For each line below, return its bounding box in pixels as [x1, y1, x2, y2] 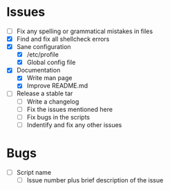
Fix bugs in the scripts [26, 113, 91, 121]
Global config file [26, 58, 76, 66]
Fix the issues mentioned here [26, 105, 113, 113]
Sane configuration [16, 43, 71, 51]
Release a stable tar [16, 89, 73, 97]
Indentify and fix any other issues [26, 120, 122, 129]
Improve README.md [26, 82, 88, 90]
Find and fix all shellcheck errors [16, 35, 110, 43]
